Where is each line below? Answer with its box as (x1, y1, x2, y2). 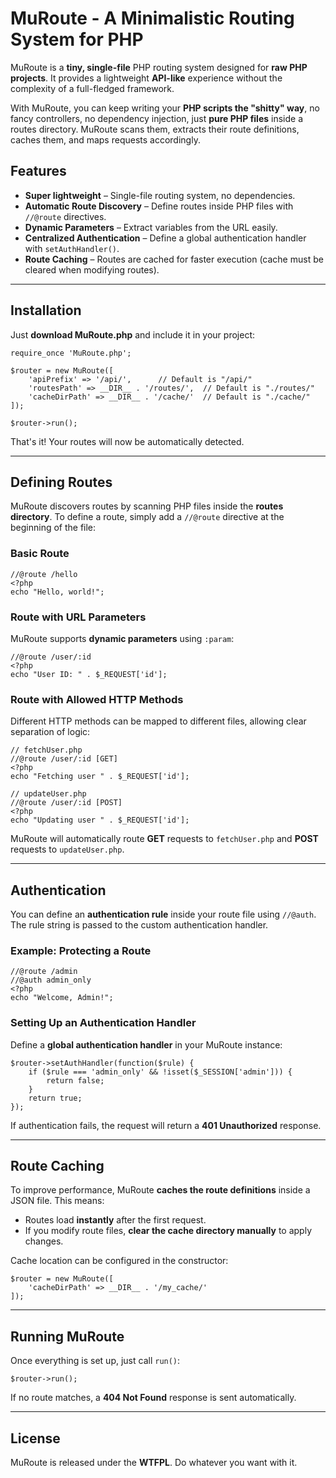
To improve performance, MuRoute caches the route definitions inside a (10, 1184, 311, 1196)
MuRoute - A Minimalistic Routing (10, 7, 295, 30)
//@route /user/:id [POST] (10, 798, 123, 808)
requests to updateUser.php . (10, 843, 125, 856)
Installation (10, 302, 82, 319)
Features (10, 163, 67, 180)
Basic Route (10, 547, 70, 561)
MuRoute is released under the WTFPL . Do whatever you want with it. (10, 1457, 298, 1469)
